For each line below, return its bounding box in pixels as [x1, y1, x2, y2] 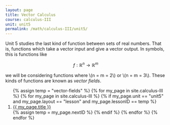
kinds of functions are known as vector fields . [5, 78, 102, 84]
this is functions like [5, 52, 47, 58]
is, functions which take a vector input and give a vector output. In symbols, [5, 46, 165, 52]
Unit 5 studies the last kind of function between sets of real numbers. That [5, 40, 162, 46]
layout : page [5, 7, 33, 13]
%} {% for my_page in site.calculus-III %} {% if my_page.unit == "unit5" [12, 93, 164, 99]
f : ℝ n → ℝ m [73, 61, 99, 68]
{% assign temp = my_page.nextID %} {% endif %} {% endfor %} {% [12, 109, 158, 115]
